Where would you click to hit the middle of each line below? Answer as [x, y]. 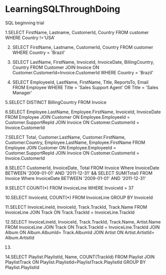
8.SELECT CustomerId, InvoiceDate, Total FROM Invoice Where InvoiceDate [82, 168]
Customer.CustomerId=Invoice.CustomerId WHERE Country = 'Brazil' [83, 72]
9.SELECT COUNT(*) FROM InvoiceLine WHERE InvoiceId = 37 [69, 188]
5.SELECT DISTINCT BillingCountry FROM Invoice [56, 102]
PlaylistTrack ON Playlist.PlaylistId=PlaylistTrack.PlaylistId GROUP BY [76, 262]
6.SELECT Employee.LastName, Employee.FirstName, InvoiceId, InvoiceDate [83, 112]
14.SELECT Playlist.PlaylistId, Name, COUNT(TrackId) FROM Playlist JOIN [80, 257]
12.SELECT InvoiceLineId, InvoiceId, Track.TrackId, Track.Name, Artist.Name [83, 222]
